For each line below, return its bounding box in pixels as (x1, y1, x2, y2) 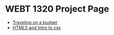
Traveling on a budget (12, 19, 58, 25)
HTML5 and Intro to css (12, 24, 61, 30)
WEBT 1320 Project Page (5, 3, 110, 15)
